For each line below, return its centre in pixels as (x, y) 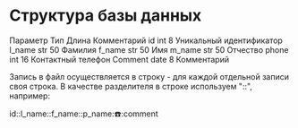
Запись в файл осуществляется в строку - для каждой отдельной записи (149, 76)
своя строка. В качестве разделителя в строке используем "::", (131, 86)
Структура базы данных (106, 16)
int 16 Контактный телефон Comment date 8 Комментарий (119, 59)
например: (30, 96)
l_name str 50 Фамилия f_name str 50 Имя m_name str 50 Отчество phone (149, 49)
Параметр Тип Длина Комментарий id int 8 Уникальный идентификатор (146, 40)
